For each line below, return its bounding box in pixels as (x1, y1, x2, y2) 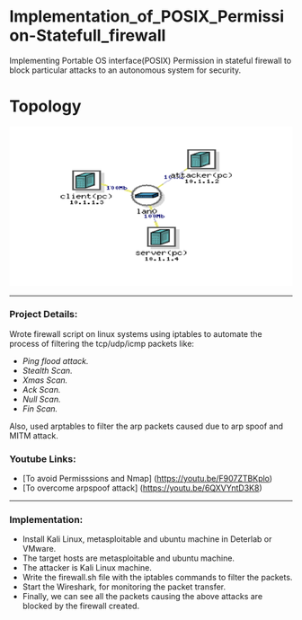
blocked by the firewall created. (22, 600, 140, 612)
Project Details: (9, 308, 78, 321)
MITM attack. (9, 430, 58, 441)
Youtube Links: (9, 452, 76, 465)
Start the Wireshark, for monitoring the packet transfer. (22, 581, 226, 592)
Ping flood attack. (22, 355, 89, 366)
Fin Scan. (22, 403, 58, 414)
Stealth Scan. (22, 365, 74, 376)
